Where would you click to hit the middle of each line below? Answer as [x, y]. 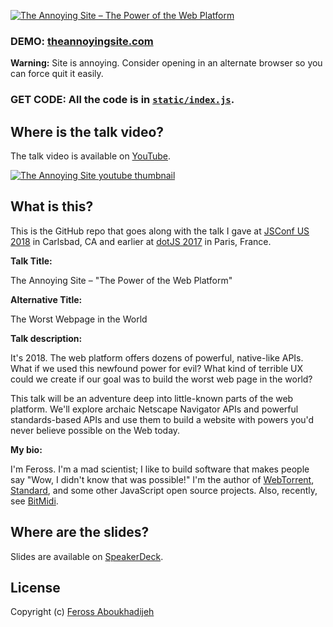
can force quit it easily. [57, 74]
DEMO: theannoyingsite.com [82, 41]
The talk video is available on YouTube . [91, 156]
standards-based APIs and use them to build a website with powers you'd [162, 419]
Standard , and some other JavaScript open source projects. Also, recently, [164, 490]
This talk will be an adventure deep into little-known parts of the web [152, 398]
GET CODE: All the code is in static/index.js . [122, 100]
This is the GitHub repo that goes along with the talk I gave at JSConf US [160, 231]
